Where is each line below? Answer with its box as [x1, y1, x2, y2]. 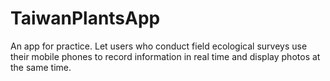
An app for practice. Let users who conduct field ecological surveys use [10, 40, 308, 52]
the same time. [10, 61, 72, 73]
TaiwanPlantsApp [10, 7, 161, 30]
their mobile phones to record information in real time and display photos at [10, 50, 321, 62]
